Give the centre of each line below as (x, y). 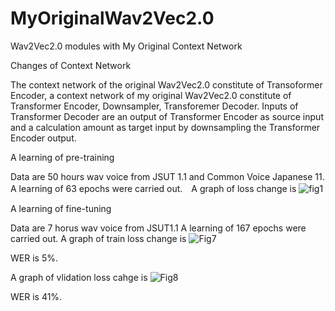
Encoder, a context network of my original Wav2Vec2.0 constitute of (151, 95)
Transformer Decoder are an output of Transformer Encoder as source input (167, 116)
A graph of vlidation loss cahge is (79, 277)
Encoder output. (43, 138)
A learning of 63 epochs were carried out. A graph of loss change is (153, 188)
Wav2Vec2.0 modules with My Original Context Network (126, 46)
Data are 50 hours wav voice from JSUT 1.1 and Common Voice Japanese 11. (167, 176)
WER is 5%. (34, 258)
